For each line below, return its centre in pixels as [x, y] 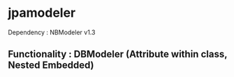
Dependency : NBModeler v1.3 [52, 32]
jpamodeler [42, 13]
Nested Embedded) [51, 65]
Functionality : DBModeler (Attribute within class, [118, 54]
